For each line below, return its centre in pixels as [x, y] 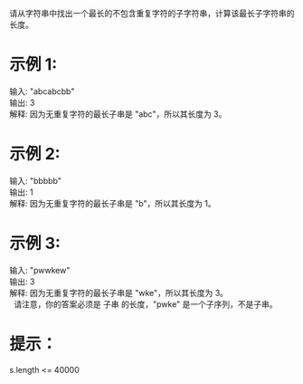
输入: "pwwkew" [40, 270]
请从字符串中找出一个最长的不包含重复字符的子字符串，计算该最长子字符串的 [152, 13]
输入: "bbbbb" [35, 180]
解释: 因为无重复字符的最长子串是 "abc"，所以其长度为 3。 [118, 114]
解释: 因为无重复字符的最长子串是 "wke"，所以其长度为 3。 [119, 293]
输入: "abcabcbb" [42, 91]
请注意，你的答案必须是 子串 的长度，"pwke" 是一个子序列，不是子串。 [145, 304]
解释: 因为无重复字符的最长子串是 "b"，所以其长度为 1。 [113, 203]
